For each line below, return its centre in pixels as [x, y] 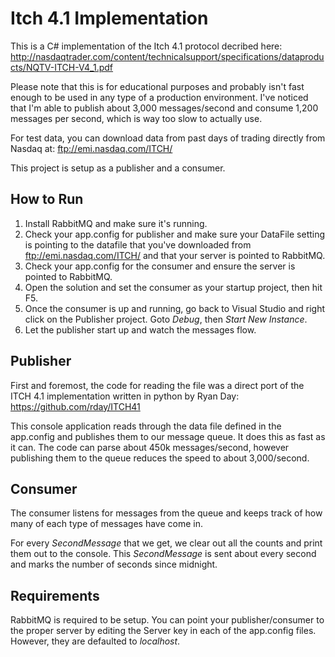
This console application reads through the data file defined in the [146, 426]
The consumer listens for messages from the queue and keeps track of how [166, 513]
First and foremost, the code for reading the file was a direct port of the [157, 385]
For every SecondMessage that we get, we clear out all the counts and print [166, 543]
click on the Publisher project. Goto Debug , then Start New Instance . [166, 319]
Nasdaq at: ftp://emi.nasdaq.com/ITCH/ [91, 148]
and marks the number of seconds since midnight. [114, 564]
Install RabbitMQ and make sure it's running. [116, 223]
